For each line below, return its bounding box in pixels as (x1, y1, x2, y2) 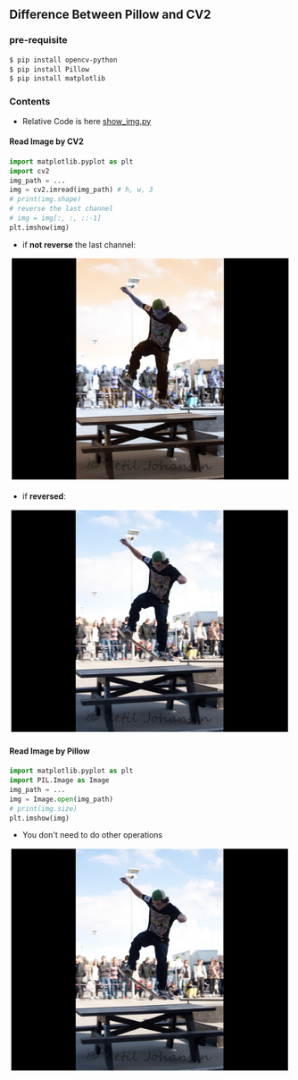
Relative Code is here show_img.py (21, 115, 152, 126)
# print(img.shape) (9, 195, 82, 204)
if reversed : (21, 491, 66, 502)
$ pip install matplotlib (9, 74, 105, 83)
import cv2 (9, 166, 50, 175)
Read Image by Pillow (9, 746, 91, 756)
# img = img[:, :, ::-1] (9, 214, 102, 223)
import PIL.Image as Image (9, 776, 110, 785)
